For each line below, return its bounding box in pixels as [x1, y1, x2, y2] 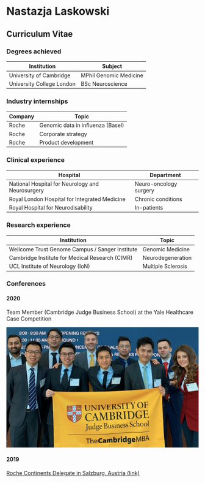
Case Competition [6, 314, 52, 322]
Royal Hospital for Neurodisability [9, 203, 93, 211]
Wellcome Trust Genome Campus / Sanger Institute [9, 245, 138, 253]
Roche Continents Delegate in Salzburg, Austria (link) [6, 470, 140, 477]
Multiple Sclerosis [142, 262, 188, 270]
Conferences [6, 280, 46, 288]
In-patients [134, 203, 164, 211]
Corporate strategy [39, 130, 87, 137]
